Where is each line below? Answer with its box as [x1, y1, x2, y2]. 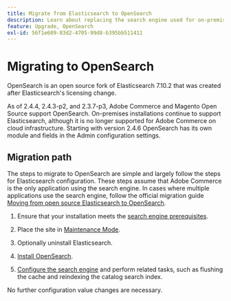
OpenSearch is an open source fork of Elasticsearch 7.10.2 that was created [7, 82, 221, 90]
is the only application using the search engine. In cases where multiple [7, 184, 210, 192]
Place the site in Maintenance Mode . [16, 225, 121, 234]
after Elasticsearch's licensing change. [7, 89, 117, 97]
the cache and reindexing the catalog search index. [16, 273, 163, 280]
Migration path [7, 151, 72, 163]
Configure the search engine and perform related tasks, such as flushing [16, 265, 223, 274]
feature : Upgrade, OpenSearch [7, 23, 94, 30]
